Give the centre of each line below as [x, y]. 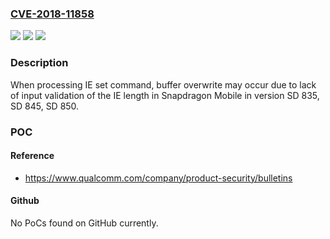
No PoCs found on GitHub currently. [84, 223]
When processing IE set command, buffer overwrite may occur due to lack [163, 84]
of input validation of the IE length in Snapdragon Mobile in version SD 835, [165, 95]
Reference [32, 156]
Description [39, 63]
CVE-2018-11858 [52, 14]
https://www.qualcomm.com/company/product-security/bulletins [158, 178]
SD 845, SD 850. [45, 106]
